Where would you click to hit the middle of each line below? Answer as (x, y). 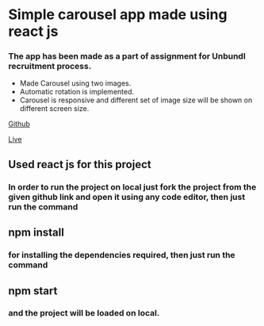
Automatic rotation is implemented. (77, 92)
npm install (36, 233)
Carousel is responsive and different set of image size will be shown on (136, 100)
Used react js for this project (80, 164)
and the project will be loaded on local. (84, 313)
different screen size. (54, 109)
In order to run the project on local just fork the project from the (132, 186)
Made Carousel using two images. (75, 83)
